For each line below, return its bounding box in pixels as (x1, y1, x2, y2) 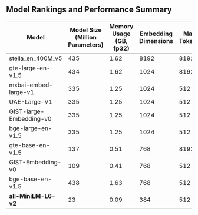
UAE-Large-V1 (9, 97, 53, 105)
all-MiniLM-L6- (9, 191, 56, 200)
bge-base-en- (9, 175, 52, 183)
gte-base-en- (9, 141, 50, 149)
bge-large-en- (9, 124, 52, 132)
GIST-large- (9, 107, 45, 115)
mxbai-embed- (9, 81, 53, 89)
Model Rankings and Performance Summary (6, 5, 172, 15)
